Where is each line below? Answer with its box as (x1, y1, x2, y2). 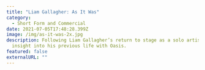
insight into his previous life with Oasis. (12, 43, 127, 49)
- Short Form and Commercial (12, 20, 86, 26)
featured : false (6, 49, 48, 55)
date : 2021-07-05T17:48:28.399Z (6, 26, 88, 32)
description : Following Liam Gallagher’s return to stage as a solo (6, 37, 184, 43)
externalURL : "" (6, 54, 48, 60)
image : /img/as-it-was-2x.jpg (6, 32, 84, 38)
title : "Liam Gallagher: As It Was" (6, 9, 99, 15)
